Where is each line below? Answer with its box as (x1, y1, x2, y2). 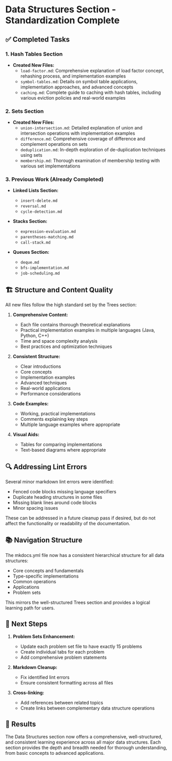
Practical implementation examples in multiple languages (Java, (20, 327, 156, 333)
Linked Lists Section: (12, 188, 59, 194)
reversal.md (20, 204, 46, 209)
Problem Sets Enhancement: (12, 633, 75, 639)
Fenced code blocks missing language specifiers (12, 489, 117, 495)
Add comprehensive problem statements (20, 654, 107, 660)
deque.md (20, 260, 40, 265)
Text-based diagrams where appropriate (20, 447, 106, 453)
